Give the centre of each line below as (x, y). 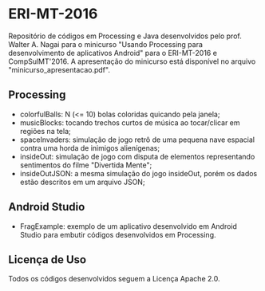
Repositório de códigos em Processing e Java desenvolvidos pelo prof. (125, 36)
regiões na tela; (45, 131)
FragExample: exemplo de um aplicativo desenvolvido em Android (129, 226)
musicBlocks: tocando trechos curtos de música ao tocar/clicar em (130, 122)
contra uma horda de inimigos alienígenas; (90, 147)
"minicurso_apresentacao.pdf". (59, 69)
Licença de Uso (47, 260)
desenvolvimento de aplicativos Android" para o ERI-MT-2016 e (113, 53)
